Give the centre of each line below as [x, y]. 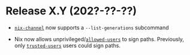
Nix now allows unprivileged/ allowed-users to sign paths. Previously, [99, 39]
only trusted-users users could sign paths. [67, 45]
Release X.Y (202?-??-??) [71, 11]
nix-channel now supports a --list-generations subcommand [91, 27]
